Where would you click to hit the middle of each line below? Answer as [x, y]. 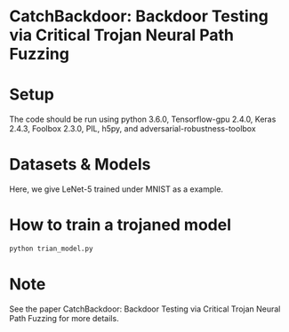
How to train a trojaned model [120, 225]
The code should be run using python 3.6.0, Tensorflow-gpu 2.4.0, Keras [143, 119]
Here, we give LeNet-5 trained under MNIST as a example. [116, 189]
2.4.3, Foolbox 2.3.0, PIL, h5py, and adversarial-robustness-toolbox [132, 129]
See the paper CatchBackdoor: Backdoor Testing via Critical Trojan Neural [145, 309]
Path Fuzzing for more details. [64, 318]
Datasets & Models [80, 165]
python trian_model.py [51, 249]
